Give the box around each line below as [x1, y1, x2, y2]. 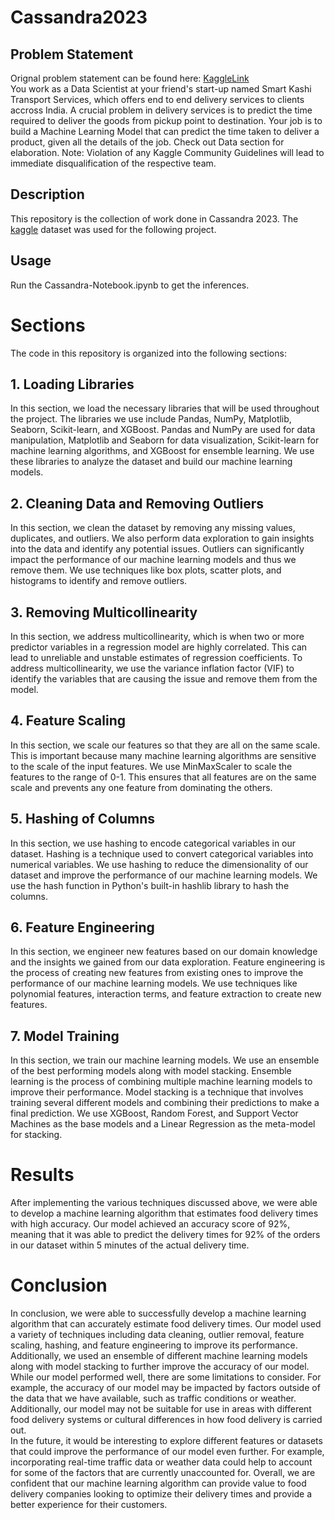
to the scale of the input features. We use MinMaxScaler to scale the [10, 760, 293, 772]
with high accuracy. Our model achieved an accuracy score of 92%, [10, 1218, 291, 1230]
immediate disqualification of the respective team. [10, 157, 217, 169]
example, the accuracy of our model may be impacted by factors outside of [10, 1382, 321, 1394]
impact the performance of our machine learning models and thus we [10, 554, 297, 566]
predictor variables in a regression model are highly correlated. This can [10, 641, 308, 653]
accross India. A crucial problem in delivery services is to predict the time [10, 104, 313, 116]
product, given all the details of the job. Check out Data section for [10, 136, 285, 148]
